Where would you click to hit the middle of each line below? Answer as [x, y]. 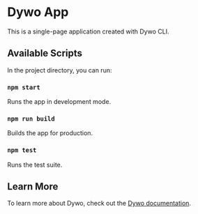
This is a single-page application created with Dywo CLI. [88, 31]
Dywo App [38, 12]
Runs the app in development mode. [59, 102]
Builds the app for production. [50, 133]
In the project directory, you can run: [60, 70]
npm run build [31, 119]
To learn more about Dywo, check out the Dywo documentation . [99, 204]
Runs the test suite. [35, 165]
